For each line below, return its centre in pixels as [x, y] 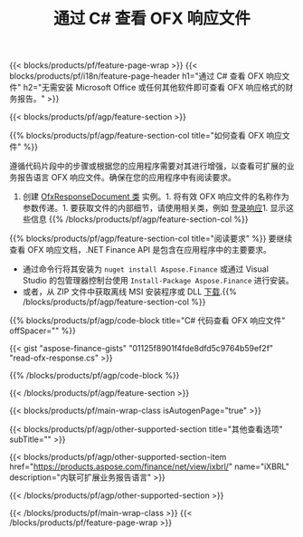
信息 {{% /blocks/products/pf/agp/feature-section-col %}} [139, 219]
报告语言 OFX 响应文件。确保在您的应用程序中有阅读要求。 [127, 177]
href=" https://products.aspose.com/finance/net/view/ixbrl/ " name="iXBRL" [149, 466]
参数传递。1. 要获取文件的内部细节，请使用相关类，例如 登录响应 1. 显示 [154, 208]
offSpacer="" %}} [43, 331]
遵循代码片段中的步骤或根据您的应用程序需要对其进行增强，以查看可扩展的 [148, 166]
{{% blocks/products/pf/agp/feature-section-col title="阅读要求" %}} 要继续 [151, 239]
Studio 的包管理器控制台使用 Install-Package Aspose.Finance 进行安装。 [158, 281]
